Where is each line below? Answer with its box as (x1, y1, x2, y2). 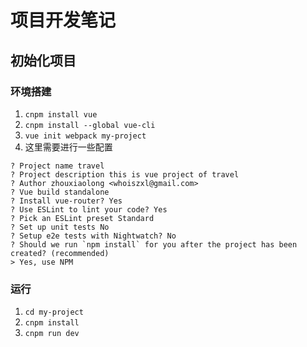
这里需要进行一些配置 (24, 141, 113, 153)
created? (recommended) (10, 248, 110, 258)
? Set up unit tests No (10, 222, 110, 232)
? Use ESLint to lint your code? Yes (10, 204, 168, 215)
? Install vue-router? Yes (10, 196, 123, 206)
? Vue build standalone (10, 187, 110, 197)
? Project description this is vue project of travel (10, 169, 240, 180)
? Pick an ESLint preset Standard (10, 213, 155, 223)
